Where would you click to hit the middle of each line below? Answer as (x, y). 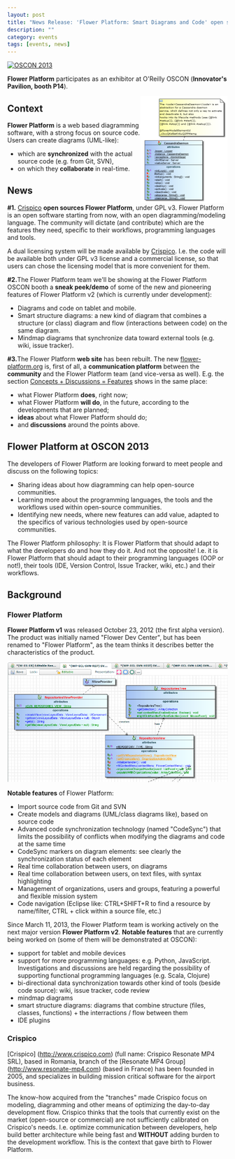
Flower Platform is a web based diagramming (73, 125)
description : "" (31, 29)
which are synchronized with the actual (75, 154)
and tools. (22, 237)
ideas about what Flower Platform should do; (82, 417)
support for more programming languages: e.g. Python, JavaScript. (114, 960)
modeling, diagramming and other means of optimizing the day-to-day (108, 1104)
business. (21, 1083)
